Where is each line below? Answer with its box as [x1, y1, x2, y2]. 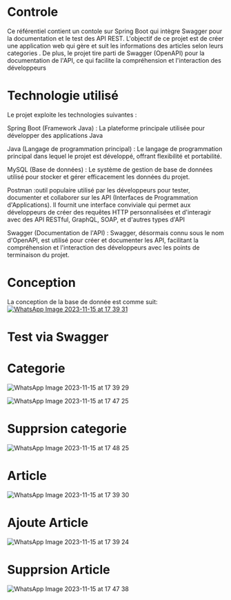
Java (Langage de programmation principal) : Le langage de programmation [7, 144, 223, 152]
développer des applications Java [7, 131, 103, 139]
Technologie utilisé [7, 88, 119, 103]
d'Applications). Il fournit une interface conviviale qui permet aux [7, 201, 191, 209]
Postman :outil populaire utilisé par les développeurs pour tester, [7, 186, 191, 194]
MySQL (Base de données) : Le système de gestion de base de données [7, 165, 213, 173]
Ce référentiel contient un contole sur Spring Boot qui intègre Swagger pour [7, 27, 223, 35]
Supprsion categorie [7, 421, 128, 437]
